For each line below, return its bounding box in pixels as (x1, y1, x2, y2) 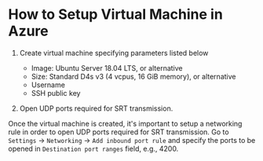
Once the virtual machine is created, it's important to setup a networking (8, 119, 243, 128)
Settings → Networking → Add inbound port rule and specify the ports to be (8, 135, 256, 145)
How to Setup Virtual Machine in (8, 5, 224, 24)
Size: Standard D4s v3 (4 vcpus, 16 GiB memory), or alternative (31, 71, 236, 81)
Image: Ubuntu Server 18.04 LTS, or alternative (31, 63, 183, 72)
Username (31, 80, 65, 90)
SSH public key (31, 88, 81, 97)
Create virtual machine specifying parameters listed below (19, 48, 209, 57)
